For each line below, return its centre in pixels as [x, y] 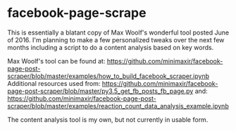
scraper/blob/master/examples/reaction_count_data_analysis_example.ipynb [118, 106]
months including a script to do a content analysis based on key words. [111, 47]
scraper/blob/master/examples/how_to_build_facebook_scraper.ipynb [108, 76]
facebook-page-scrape [77, 13]
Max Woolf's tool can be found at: [56, 61]
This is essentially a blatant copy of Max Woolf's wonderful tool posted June [118, 32]
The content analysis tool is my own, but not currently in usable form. [108, 119]
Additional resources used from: [54, 83]
